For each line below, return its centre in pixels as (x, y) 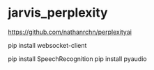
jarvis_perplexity (58, 13)
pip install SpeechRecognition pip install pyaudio (77, 59)
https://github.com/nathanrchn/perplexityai (70, 32)
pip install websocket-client (47, 45)
